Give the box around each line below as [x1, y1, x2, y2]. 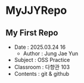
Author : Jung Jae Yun [23, 50, 79, 57]
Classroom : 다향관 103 [14, 64, 70, 70]
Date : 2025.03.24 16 [14, 43, 66, 51]
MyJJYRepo [5, 4, 67, 17]
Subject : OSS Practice [14, 57, 70, 63]
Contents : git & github [14, 70, 70, 77]
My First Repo [5, 28, 58, 38]
